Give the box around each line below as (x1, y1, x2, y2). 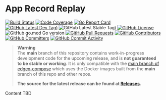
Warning (17, 45, 36, 50)
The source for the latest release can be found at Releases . (17, 80, 141, 87)
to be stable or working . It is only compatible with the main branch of (17, 60, 160, 66)
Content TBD (5, 90, 32, 96)
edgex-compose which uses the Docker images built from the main (17, 65, 155, 72)
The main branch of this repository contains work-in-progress (17, 50, 145, 56)
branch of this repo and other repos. (17, 71, 92, 77)
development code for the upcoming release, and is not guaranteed (17, 55, 157, 61)
